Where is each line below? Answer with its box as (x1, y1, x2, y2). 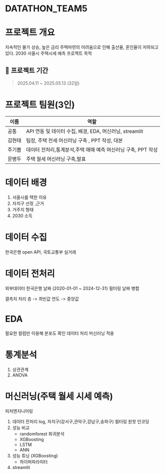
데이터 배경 (5, 177, 47, 189)
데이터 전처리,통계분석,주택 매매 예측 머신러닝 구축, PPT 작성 (26, 146, 158, 153)
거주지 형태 (12, 206, 34, 212)
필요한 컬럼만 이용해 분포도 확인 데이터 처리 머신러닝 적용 (5, 330, 114, 336)
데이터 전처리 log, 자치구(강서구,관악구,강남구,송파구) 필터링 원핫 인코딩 (12, 418, 149, 424)
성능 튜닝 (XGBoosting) (12, 452, 58, 458)
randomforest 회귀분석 (19, 431, 65, 437)
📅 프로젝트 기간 (5, 66, 48, 74)
